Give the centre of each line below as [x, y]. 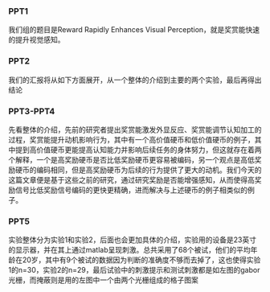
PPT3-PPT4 [32, 111]
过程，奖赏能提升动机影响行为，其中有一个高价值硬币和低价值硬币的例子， [131, 139]
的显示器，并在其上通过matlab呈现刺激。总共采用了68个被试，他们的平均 [129, 250]
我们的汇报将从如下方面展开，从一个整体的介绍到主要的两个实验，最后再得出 [135, 80]
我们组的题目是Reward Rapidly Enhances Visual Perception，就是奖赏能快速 [134, 30]
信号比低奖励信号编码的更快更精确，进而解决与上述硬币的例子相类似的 [131, 190]
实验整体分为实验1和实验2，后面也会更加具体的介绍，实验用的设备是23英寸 [133, 240]
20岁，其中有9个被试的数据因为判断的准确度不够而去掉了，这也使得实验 [141, 260]
